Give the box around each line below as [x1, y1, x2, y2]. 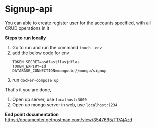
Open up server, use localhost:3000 [12, 96, 87, 102]
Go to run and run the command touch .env [12, 44, 102, 50]
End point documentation [5, 111, 59, 117]
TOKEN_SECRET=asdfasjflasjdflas [12, 59, 80, 64]
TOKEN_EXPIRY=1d [12, 64, 46, 69]
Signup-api [5, 3, 52, 15]
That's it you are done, [5, 86, 51, 93]
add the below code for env [12, 50, 69, 56]
